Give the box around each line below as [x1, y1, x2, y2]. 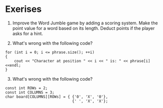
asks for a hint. [12, 30, 43, 36]
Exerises [5, 3, 42, 15]
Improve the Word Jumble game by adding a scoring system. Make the [12, 20, 158, 26]
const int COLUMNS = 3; [5, 90, 55, 95]
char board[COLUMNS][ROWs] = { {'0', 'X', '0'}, [5, 94, 108, 99]
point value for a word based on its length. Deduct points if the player [12, 25, 155, 31]
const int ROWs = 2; [5, 86, 48, 91]
